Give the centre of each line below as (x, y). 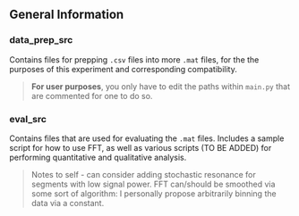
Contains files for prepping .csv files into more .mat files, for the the (134, 59)
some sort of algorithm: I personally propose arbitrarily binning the (154, 193)
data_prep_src (41, 40)
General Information (67, 15)
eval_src (28, 119)
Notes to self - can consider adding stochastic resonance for (144, 174)
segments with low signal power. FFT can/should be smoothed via (153, 184)
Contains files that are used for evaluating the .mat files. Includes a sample (147, 138)
